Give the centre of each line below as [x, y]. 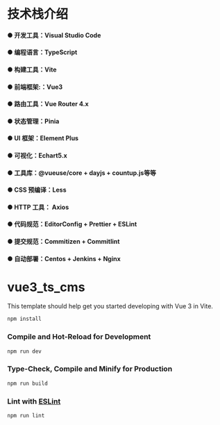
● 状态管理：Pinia [33, 121]
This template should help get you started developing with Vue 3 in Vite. [110, 306]
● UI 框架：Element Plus [43, 138]
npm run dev [24, 351]
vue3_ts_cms [46, 287]
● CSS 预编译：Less [37, 190]
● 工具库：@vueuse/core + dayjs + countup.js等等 [82, 173]
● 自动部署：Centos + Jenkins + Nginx [64, 258]
